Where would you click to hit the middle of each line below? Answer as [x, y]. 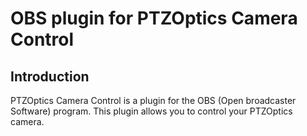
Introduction [50, 76]
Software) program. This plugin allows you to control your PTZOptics [151, 111]
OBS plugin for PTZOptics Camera [154, 18]
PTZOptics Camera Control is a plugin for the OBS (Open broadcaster [153, 100]
